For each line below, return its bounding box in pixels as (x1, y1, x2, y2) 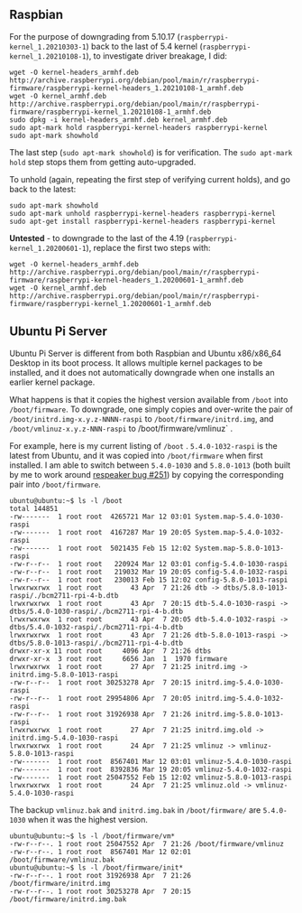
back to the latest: (9, 183, 77, 194)
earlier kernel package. (9, 377, 96, 387)
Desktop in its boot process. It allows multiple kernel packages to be (9, 357, 263, 368)
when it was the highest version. (27, 814, 149, 824)
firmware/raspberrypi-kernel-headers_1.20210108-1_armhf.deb (9, 83, 244, 93)
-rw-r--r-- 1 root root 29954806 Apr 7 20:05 (9, 694, 192, 703)
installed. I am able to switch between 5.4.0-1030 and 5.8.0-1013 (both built (9, 460, 291, 470)
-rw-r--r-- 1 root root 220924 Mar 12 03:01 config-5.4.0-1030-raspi (9, 559, 288, 568)
